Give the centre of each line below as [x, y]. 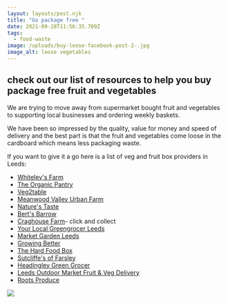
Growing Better [39, 243]
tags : [15, 33]
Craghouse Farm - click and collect [66, 221]
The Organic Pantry [45, 184]
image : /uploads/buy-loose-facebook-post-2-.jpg [78, 46]
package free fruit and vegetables [82, 91]
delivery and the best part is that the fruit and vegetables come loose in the [114, 135]
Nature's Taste [38, 206]
